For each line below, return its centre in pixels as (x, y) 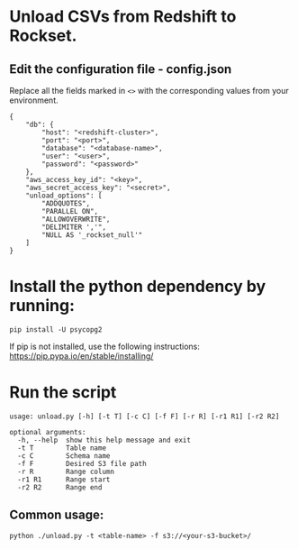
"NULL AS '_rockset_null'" (92, 235)
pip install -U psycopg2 (56, 329)
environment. (34, 100)
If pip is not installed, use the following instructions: (104, 346)
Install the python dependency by (138, 287)
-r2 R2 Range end (60, 487)
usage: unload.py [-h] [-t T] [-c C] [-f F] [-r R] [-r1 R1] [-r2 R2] (144, 416)
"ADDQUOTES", (66, 204)
